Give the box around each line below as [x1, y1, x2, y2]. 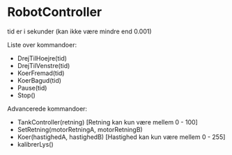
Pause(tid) [17, 83, 47, 92]
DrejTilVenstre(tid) [17, 61, 70, 70]
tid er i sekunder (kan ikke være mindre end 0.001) [7, 27, 152, 35]
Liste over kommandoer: [7, 40, 77, 49]
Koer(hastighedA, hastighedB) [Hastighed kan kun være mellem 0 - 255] [17, 133, 226, 141]
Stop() [17, 91, 36, 99]
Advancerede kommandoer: [7, 104, 88, 113]
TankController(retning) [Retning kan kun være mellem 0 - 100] [17, 117, 199, 126]
